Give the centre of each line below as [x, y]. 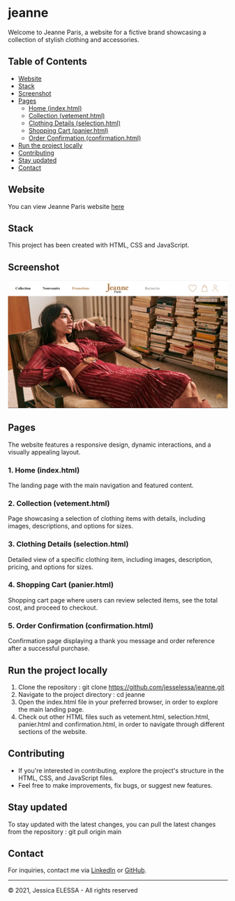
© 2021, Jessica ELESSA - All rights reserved [73, 891]
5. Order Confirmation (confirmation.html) [81, 626]
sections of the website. [53, 731]
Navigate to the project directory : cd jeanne [82, 694]
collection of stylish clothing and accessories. [74, 39]
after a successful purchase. [49, 649]
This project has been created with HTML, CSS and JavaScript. [99, 245]
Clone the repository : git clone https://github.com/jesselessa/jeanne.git [121, 687]
